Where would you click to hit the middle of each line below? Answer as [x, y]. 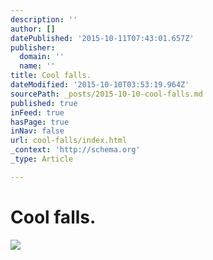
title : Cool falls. [51, 76]
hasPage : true [40, 122]
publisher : [33, 47]
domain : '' [42, 57]
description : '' [44, 19]
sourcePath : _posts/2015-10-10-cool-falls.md [106, 94]
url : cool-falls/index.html [69, 141]
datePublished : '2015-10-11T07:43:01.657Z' [102, 38]
